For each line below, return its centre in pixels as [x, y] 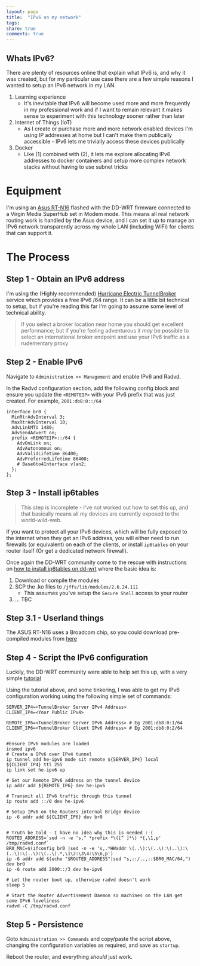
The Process [38, 257]
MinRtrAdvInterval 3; [39, 417]
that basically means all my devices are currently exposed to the [100, 514]
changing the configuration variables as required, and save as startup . [93, 945]
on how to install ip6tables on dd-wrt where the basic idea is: [81, 568]
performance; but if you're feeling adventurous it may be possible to [105, 330]
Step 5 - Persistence [45, 924]
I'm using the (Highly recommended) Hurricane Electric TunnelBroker [91, 293]
